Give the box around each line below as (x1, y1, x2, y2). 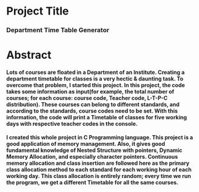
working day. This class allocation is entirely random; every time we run (6, 173, 191, 180)
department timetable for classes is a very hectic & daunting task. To (6, 74, 184, 82)
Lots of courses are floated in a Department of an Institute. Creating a (6, 68, 185, 76)
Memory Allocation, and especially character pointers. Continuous (6, 153, 178, 161)
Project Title (6, 4, 69, 18)
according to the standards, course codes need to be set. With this (6, 107, 178, 114)
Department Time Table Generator (6, 26, 110, 35)
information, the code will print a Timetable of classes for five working (6, 113, 187, 121)
